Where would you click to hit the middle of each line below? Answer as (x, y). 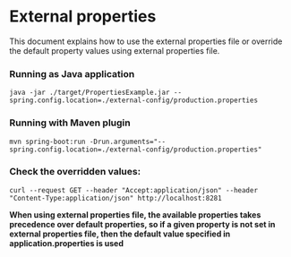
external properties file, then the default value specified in (120, 234)
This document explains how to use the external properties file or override (146, 41)
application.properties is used (66, 243)
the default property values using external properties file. (115, 50)
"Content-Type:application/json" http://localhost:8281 (116, 198)
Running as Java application (72, 73)
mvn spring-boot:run (48, 141)
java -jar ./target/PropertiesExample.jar (90, 93)
